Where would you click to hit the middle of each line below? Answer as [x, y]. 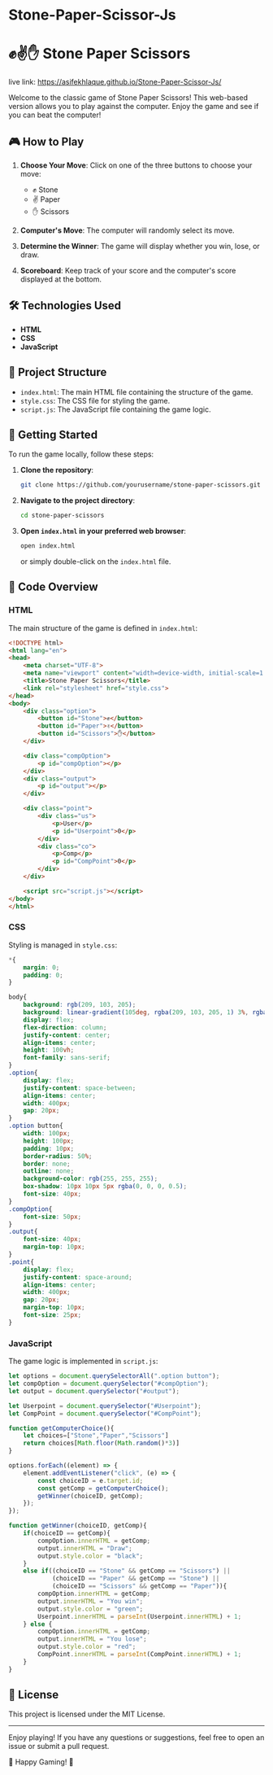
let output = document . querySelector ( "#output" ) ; [94, 1391]
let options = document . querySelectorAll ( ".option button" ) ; [114, 1376]
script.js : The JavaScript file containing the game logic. [115, 409]
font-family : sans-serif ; [67, 1058]
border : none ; [47, 1164]
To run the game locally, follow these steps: [81, 454]
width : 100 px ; [47, 1134]
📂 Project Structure [58, 372]
